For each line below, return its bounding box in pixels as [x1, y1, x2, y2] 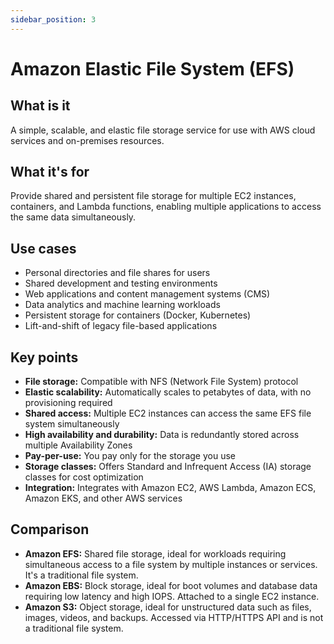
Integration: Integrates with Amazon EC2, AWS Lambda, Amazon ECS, [24, 482, 317, 494]
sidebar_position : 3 [10, 14, 97, 25]
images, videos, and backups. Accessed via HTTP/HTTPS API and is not [24, 611, 324, 623]
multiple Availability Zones [24, 439, 133, 451]
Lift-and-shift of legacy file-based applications [24, 320, 218, 332]
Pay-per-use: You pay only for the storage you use [24, 450, 236, 462]
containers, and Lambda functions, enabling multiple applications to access [10, 201, 322, 213]
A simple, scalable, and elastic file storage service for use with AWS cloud [10, 124, 316, 136]
